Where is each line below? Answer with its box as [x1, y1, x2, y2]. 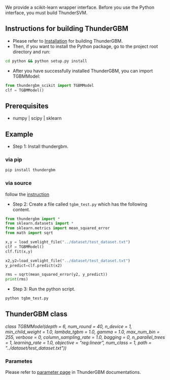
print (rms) [5, 277, 28, 282]
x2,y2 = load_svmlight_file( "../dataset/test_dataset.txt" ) [5, 258, 130, 263]
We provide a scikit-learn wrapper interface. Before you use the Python [5, 5, 155, 10]
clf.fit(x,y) [5, 249, 33, 254]
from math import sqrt [5, 231, 53, 236]
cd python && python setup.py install [5, 58, 87, 64]
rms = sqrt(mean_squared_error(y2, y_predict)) [5, 272, 108, 277]
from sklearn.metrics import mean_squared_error [5, 226, 110, 231]
